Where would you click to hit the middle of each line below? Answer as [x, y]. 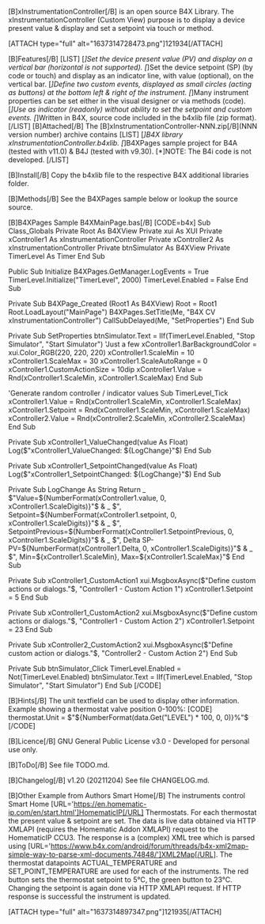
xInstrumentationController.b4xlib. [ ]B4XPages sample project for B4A [123, 143]
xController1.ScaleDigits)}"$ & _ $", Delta [74, 540]
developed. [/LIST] [39, 160]
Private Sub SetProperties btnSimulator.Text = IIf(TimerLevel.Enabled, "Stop [132, 336]
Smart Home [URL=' [41, 804]
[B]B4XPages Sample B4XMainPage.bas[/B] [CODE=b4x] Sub [110, 222]
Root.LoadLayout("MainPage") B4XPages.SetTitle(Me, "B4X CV [112, 312]
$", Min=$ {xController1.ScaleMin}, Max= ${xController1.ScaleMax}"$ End [127, 557]
